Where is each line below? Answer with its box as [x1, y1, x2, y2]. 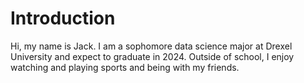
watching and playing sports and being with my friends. [10, 61, 240, 73]
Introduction [10, 7, 116, 30]
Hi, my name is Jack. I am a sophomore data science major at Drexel [10, 40, 293, 52]
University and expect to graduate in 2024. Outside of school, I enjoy [10, 50, 295, 62]
